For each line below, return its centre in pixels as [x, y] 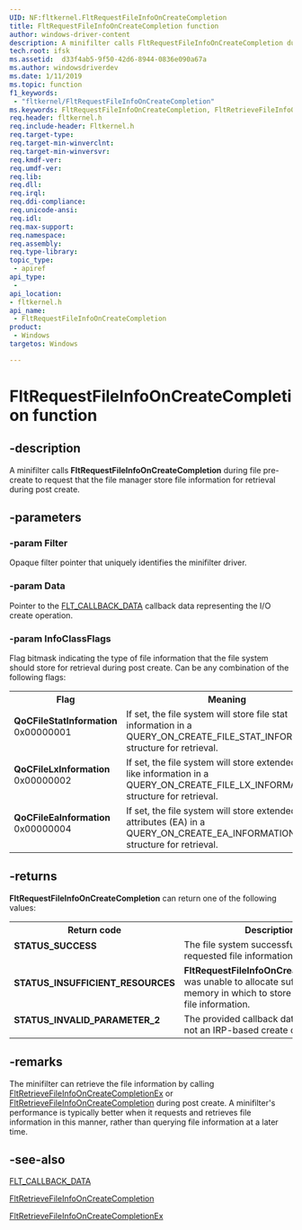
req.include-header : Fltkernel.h [72, 127]
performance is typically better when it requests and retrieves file [130, 1112]
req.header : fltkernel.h [56, 118]
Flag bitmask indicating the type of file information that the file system [139, 659]
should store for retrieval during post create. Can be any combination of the [149, 668]
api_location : [36, 293]
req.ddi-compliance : [48, 202]
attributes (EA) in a [166, 822]
